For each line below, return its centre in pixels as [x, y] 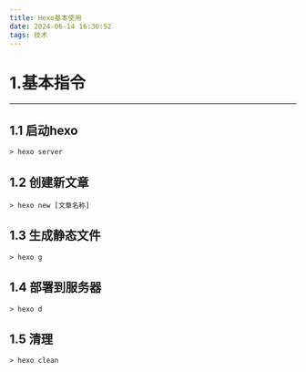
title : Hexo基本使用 [46, 18]
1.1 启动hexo [44, 130]
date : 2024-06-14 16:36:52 [61, 26]
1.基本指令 [48, 83]
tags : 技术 [29, 35]
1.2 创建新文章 [49, 182]
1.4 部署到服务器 [56, 288]
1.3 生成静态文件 [56, 236]
